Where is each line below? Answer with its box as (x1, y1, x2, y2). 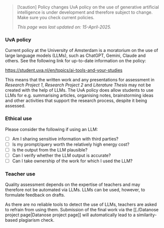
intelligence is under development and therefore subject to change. (17, 9, 153, 15)
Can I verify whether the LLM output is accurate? (12, 152, 111, 158)
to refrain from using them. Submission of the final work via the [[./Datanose (5, 207, 159, 213)
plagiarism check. (19, 217, 55, 223)
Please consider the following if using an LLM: (5, 126, 98, 132)
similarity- (136, 212, 157, 218)
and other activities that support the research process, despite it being (5, 98, 147, 103)
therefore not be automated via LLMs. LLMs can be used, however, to (5, 187, 145, 193)
